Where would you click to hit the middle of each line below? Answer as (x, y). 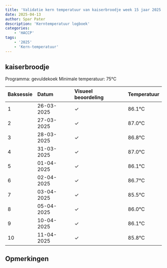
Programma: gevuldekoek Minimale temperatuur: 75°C (61, 79)
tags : (11, 38)
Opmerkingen (27, 259)
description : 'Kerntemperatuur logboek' (48, 24)
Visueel (83, 91)
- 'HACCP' (24, 33)
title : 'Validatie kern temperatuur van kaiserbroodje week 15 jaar (78, 10)
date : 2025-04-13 (23, 14)
